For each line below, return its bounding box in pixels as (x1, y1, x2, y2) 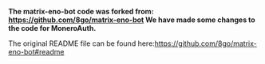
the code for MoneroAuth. (8, 24, 97, 32)
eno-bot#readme (8, 47, 65, 56)
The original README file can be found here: (8, 39, 156, 48)
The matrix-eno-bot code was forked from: (8, 7, 154, 16)
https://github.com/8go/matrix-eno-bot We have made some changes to (8, 15, 255, 24)
